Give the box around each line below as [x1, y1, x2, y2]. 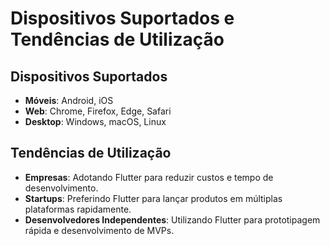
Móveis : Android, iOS [24, 95, 114, 106]
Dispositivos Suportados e [10, 7, 235, 30]
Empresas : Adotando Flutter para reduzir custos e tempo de [24, 171, 274, 183]
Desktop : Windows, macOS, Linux [24, 116, 167, 127]
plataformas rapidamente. [24, 203, 132, 215]
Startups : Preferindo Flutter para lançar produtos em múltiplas [24, 192, 283, 204]
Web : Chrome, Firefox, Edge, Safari [24, 105, 172, 117]
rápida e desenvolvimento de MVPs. [24, 224, 175, 236]
